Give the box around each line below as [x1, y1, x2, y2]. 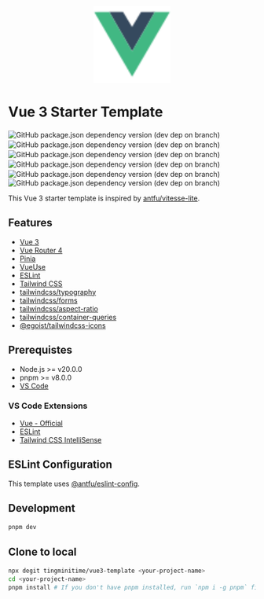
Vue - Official [19, 418, 63, 428]
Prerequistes [8, 344, 73, 357]
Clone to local [8, 545, 77, 558]
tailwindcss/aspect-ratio [19, 303, 98, 313]
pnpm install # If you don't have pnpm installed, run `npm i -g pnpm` [8, 583, 247, 591]
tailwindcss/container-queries [19, 312, 117, 322]
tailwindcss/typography [19, 287, 97, 296]
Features [8, 216, 53, 230]
